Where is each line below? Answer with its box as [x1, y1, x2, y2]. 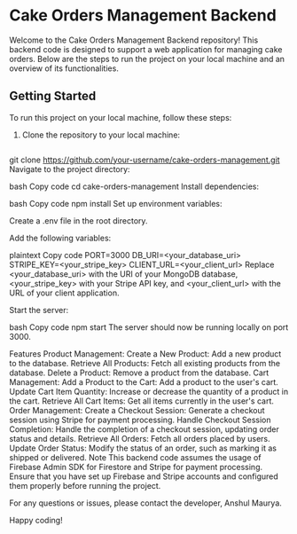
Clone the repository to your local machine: [21, 130, 180, 140]
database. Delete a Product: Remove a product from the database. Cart [9, 367, 270, 378]
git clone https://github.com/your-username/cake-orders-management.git [9, 154, 281, 165]
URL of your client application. [9, 287, 120, 298]
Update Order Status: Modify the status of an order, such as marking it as [9, 443, 277, 453]
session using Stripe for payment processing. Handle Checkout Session [9, 414, 272, 425]
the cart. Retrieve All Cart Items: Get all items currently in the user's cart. [9, 396, 275, 406]
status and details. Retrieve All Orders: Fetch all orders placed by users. [9, 433, 270, 444]
